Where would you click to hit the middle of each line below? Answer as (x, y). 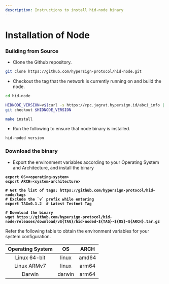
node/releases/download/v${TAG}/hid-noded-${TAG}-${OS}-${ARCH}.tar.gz (82, 221)
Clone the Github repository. (42, 62)
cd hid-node (18, 96)
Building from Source (32, 51)
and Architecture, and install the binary (53, 167)
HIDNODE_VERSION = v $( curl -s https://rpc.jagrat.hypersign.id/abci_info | (85, 105)
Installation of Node (47, 35)
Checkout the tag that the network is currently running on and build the (87, 81)
